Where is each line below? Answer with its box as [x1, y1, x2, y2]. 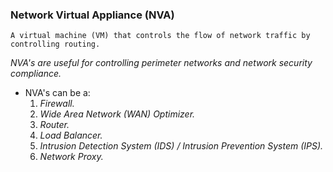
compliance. [10, 68, 62, 80]
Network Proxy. [39, 151, 104, 163]
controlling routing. [10, 39, 101, 50]
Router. [39, 119, 70, 131]
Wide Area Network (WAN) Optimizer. [39, 108, 196, 120]
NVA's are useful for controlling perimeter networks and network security [10, 57, 313, 69]
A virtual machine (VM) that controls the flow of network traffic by [10, 31, 311, 41]
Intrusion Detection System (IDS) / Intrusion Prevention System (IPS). [39, 140, 324, 152]
